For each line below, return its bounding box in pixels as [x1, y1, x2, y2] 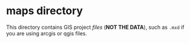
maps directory [6, 4, 83, 18]
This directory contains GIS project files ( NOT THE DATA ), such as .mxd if [6, 24, 185, 31]
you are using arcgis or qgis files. [6, 29, 88, 37]
